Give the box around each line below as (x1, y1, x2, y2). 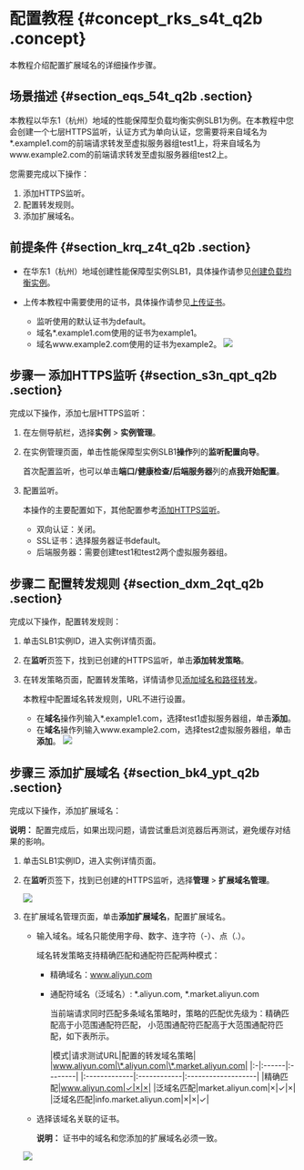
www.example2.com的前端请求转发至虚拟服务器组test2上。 (9, 149, 233, 159)
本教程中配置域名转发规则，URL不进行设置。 (22, 693, 191, 704)
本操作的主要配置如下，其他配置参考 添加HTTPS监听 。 (22, 505, 226, 516)
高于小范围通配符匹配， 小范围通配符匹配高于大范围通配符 (57, 1020, 276, 1030)
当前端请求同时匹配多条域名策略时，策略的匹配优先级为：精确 (49, 1008, 282, 1019)
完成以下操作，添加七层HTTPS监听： (9, 407, 148, 419)
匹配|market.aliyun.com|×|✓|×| (179, 1083, 296, 1093)
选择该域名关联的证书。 (35, 1114, 125, 1124)
